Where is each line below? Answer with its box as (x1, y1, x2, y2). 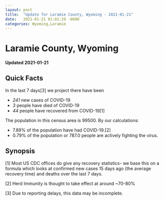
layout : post (5, 7, 33, 12)
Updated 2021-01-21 (5, 59, 49, 65)
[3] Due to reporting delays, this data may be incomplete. (5, 190, 123, 196)
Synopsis (5, 147, 35, 155)
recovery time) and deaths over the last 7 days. (5, 170, 103, 176)
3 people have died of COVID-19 (12, 102, 80, 108)
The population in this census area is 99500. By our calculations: (5, 117, 139, 123)
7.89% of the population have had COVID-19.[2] (12, 127, 111, 133)
